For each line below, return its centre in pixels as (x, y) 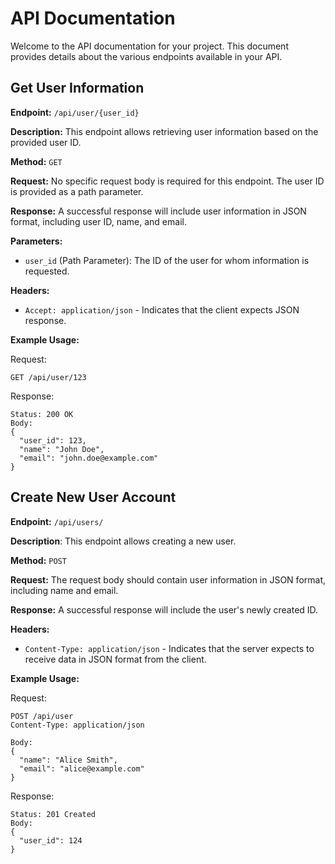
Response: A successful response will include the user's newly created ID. (164, 609)
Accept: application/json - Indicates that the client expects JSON (162, 309)
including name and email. (64, 590)
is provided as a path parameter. (77, 191)
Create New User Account (93, 497)
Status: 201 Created (53, 814)
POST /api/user (42, 716)
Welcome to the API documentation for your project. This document (149, 46)
